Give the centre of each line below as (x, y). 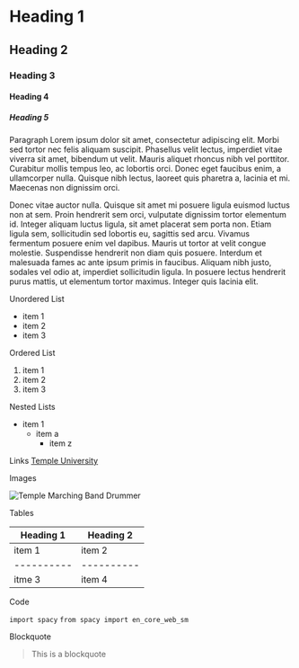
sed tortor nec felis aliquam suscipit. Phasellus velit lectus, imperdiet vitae (146, 149)
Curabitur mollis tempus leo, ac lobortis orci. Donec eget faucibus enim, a (145, 169)
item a (47, 434)
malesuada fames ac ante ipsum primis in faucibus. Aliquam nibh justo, (141, 263)
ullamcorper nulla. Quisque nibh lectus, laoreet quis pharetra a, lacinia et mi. (150, 178)
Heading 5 (29, 117)
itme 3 (27, 580)
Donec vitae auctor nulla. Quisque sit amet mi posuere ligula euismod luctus (149, 205)
